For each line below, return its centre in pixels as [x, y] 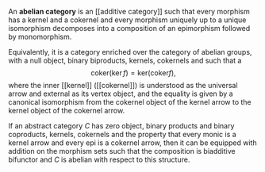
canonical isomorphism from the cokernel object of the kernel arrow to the [130, 102]
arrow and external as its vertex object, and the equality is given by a [121, 94]
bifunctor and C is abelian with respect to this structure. [99, 159]
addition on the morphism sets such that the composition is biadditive [122, 151]
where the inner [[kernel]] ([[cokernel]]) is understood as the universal [123, 85]
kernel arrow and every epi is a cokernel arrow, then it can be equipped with [132, 143]
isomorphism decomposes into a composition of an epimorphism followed [129, 28]
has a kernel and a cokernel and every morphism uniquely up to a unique [127, 20]
